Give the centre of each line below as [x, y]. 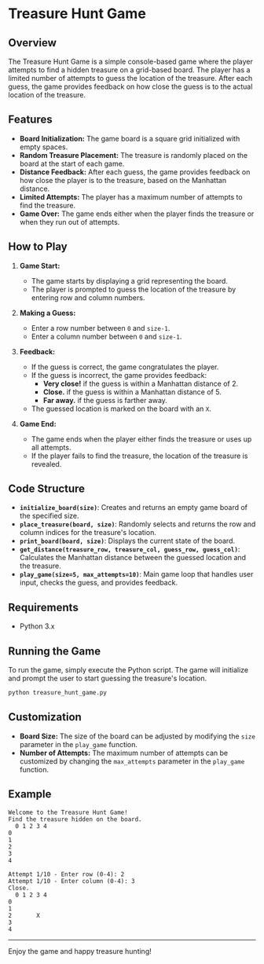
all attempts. [51, 447]
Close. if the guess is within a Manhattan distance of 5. [132, 392]
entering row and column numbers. [88, 297]
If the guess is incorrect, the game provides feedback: [119, 375]
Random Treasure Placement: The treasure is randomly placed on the [134, 155]
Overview [33, 43]
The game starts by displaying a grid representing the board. [129, 280]
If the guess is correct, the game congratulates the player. [125, 367]
